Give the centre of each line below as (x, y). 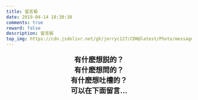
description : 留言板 (30, 34)
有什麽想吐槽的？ (99, 81)
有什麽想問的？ (99, 70)
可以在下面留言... (99, 91)
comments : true (25, 22)
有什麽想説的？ (99, 60)
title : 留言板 (22, 11)
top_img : (17, 39)
